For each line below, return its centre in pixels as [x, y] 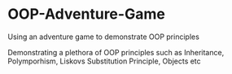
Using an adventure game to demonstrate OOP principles [104, 37]
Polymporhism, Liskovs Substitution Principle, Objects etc [104, 61]
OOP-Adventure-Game [87, 14]
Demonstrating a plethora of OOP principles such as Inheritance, [116, 52]
